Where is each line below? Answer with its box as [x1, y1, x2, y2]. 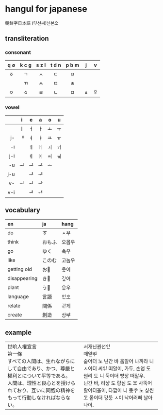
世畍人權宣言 [7, 343, 37, 350]
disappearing [7, 275, 38, 281]
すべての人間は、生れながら [7, 358, 70, 364]
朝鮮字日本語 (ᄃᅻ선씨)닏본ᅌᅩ [5, 20, 59, 26]
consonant [5, 49, 31, 56]
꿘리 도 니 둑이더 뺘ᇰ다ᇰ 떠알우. [83, 372, 146, 379]
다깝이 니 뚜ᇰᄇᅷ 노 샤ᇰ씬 [108, 387, 154, 394]
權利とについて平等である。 [7, 372, 71, 379]
